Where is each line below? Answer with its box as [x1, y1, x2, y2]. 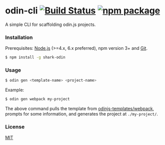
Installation [5, 34, 33, 41]
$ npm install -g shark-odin [5, 55, 66, 60]
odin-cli [5, 5, 38, 16]
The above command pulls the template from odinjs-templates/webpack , [5, 106, 155, 112]
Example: [5, 87, 24, 93]
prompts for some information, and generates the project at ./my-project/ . [5, 111, 158, 117]
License [5, 124, 25, 131]
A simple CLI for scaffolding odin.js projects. [5, 21, 96, 27]
